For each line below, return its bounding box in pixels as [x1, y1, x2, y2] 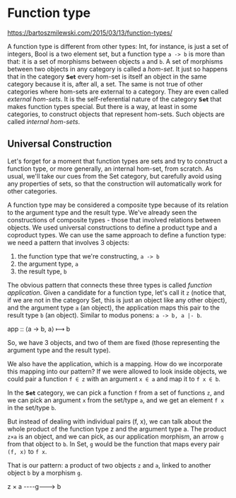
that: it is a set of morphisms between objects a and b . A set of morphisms [7, 57, 223, 65]
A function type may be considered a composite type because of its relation [7, 200, 228, 209]
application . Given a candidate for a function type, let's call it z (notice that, [7, 288, 227, 297]
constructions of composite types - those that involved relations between [7, 215, 221, 224]
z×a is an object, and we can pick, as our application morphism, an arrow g [7, 432, 224, 441]
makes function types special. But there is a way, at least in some [7, 102, 198, 111]
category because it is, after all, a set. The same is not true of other [7, 79, 203, 88]
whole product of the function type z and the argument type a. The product [7, 424, 227, 433]
